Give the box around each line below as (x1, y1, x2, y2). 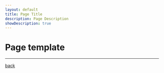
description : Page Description (5, 16, 69, 21)
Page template (5, 42, 65, 53)
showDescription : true (5, 21, 51, 26)
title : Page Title (5, 12, 42, 17)
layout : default (5, 7, 38, 12)
